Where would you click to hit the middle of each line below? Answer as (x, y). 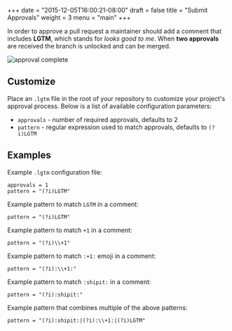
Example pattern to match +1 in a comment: (70, 230)
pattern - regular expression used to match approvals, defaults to (112, 127)
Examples (29, 155)
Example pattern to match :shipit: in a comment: (79, 282)
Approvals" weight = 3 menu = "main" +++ (69, 18)
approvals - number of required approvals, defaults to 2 (98, 119)
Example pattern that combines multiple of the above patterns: (97, 307)
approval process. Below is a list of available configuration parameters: (110, 106)
